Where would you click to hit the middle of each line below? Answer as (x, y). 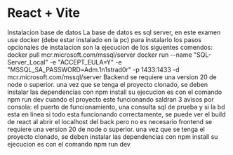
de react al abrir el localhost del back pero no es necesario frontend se (110, 121)
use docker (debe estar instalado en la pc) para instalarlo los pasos (105, 39)
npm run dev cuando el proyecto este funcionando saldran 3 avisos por (111, 99)
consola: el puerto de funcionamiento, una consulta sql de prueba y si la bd (116, 107)
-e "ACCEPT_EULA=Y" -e (86, 62)
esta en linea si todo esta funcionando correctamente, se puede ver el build (116, 114)
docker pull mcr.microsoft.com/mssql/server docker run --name (100, 55)
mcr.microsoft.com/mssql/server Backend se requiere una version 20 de (112, 77)
